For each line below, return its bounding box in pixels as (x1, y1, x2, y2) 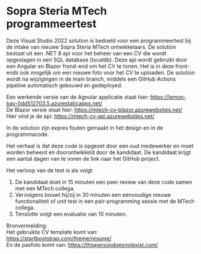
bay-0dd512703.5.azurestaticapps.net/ (6, 99, 102, 107)
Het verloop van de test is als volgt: (6, 167, 94, 174)
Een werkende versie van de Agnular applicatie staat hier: (6, 93, 149, 101)
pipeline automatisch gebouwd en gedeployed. (6, 81, 123, 88)
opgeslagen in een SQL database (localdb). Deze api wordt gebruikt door (6, 56, 188, 63)
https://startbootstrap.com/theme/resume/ (6, 235, 112, 242)
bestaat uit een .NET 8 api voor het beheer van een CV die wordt (6, 49, 167, 57)
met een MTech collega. (14, 185, 75, 192)
